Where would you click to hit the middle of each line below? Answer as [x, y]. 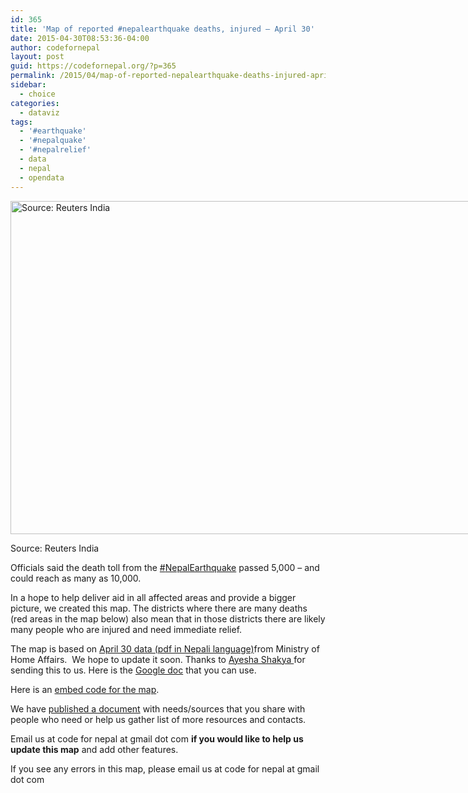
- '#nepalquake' [53, 141]
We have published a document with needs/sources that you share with [158, 708]
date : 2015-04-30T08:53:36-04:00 [80, 38]
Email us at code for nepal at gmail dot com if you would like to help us [157, 738]
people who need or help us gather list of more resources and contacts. [158, 719]
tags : [21, 122]
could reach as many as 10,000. [76, 578]
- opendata [42, 177]
